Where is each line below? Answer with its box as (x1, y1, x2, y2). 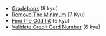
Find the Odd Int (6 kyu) (11, 17, 70, 24)
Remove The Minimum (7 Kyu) (11, 11, 85, 18)
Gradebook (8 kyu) (11, 5, 58, 12)
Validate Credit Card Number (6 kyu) (11, 23, 101, 30)
